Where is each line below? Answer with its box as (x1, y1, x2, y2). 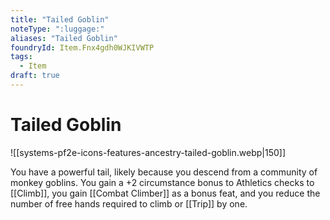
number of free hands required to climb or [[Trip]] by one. (10, 197, 248, 210)
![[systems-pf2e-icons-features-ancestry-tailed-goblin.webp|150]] (10, 146, 287, 158)
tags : (10, 52, 33, 62)
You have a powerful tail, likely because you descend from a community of (10, 166, 318, 178)
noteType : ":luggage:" (10, 24, 105, 34)
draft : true (10, 71, 60, 81)
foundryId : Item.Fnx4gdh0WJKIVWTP (10, 42, 155, 53)
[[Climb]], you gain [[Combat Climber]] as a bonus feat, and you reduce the (10, 187, 321, 199)
